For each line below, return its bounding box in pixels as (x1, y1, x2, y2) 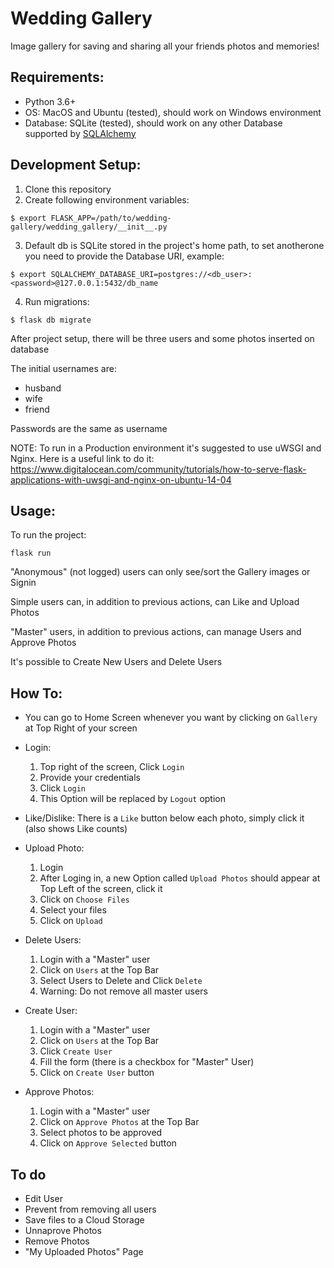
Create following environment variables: (24, 193, 190, 206)
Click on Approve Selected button (39, 1137, 177, 1149)
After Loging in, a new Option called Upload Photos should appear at (39, 872, 321, 884)
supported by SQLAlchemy (24, 127, 137, 139)
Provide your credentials (39, 772, 141, 784)
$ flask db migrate (10, 315, 92, 325)
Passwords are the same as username (10, 422, 168, 434)
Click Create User (39, 1045, 113, 1057)
